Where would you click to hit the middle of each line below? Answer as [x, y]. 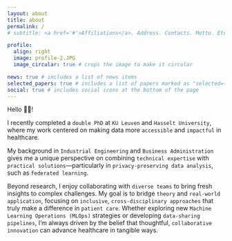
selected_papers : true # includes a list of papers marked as [98, 84]
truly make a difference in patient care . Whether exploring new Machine [109, 209]
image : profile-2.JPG [45, 58]
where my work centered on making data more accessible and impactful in [114, 130]
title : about [26, 20]
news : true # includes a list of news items [72, 77]
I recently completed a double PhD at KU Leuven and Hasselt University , [109, 123]
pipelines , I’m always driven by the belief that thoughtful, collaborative [110, 223]
